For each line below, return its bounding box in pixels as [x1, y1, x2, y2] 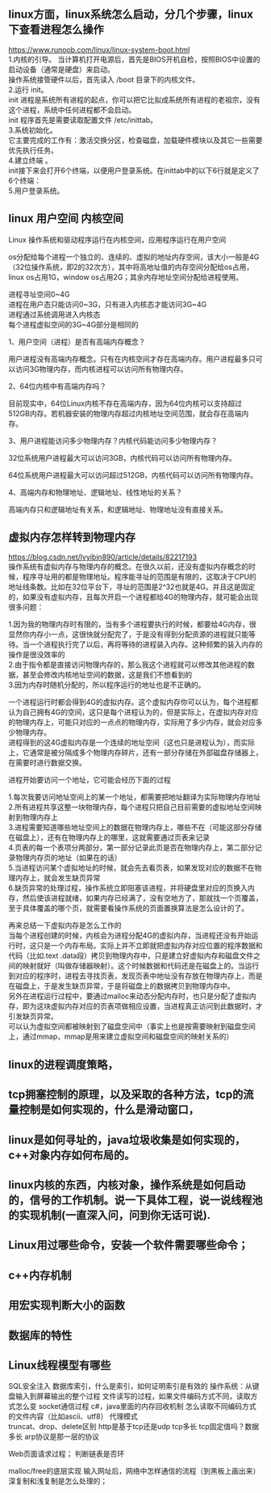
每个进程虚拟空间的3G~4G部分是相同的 [8, 319, 139, 329]
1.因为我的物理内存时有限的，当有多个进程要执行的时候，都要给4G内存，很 [8, 619, 256, 629]
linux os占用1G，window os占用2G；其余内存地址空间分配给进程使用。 [8, 272, 244, 281]
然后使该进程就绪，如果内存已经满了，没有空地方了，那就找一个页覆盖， [22, 893, 263, 903]
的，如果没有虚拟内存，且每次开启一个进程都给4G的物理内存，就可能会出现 [8, 593, 259, 602]
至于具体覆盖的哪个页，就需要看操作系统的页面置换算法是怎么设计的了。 [8, 904, 248, 913]
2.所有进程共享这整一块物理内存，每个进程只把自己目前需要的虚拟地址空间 [8, 803, 256, 812]
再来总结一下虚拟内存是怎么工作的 [8, 921, 122, 930]
